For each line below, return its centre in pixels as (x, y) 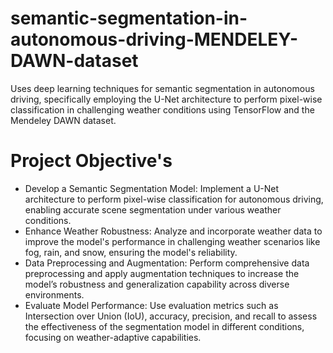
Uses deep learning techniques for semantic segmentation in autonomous (162, 88)
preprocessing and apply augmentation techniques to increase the (162, 273)
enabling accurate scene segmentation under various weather (153, 209)
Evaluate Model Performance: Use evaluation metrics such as (151, 305)
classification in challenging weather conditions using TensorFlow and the (162, 109)
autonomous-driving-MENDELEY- (154, 39)
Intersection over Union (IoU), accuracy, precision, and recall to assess (171, 316)
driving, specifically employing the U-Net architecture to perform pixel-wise (166, 99)
